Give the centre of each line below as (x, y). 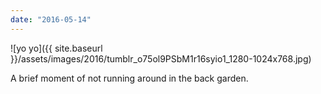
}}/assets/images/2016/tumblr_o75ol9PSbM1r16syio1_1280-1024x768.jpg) (161, 58)
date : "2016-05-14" (51, 19)
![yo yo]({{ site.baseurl (56, 48)
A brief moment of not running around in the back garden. (129, 78)
